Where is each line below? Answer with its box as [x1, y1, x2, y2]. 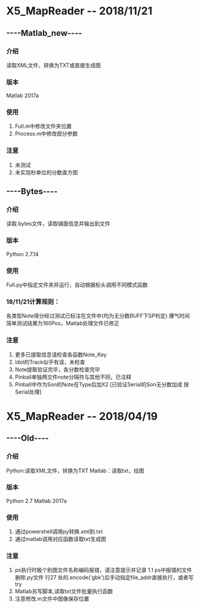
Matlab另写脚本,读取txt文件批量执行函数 [14, 588, 113, 595]
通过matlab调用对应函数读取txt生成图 [14, 536, 106, 543]
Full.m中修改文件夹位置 [14, 122, 72, 130]
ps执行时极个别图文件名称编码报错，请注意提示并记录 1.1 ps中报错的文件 [14, 566, 192, 574]
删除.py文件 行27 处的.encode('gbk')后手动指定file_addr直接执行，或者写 [14, 574, 194, 581]
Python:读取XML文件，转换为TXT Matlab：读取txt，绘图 [6, 467, 144, 474]
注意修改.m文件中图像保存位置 [14, 595, 90, 603]
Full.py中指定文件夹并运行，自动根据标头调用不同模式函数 [6, 281, 148, 288]
